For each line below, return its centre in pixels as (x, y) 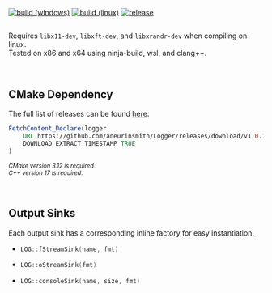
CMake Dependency (61, 94)
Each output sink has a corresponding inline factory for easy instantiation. (132, 233)
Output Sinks (42, 213)
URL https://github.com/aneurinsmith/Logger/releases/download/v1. (139, 136)
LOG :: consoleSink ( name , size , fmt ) (80, 282)
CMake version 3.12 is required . (52, 166)
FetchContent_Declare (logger (57, 129)
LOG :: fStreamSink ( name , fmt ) (69, 249)
